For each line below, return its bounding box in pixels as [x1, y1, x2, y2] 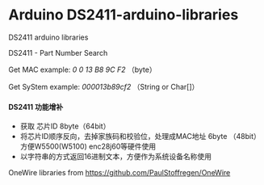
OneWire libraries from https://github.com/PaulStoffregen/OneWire [8, 168, 231, 178]
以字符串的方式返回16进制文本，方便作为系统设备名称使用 [19, 152, 212, 162]
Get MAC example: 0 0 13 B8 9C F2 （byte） [8, 65, 157, 74]
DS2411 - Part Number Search [8, 48, 108, 57]
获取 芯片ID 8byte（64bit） [19, 121, 111, 131]
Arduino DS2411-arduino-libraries [8, 6, 239, 24]
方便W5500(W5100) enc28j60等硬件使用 [19, 141, 157, 151]
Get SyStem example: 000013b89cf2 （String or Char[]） [8, 82, 199, 91]
